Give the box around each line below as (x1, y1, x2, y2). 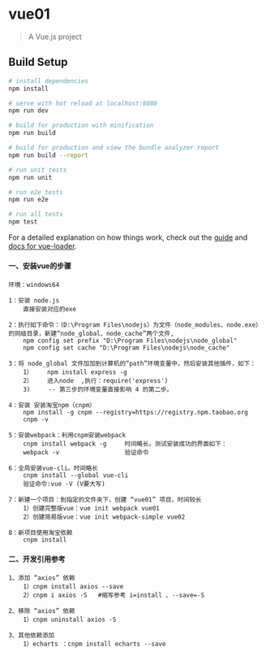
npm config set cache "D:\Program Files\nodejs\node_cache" (23, 344, 230, 352)
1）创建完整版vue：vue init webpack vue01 (23, 505, 161, 513)
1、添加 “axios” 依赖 (8, 574, 75, 582)
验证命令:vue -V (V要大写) (23, 480, 105, 489)
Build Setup (8, 55, 68, 69)
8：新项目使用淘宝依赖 (8, 529, 73, 537)
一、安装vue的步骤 (8, 261, 71, 271)
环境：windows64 (8, 281, 60, 289)
